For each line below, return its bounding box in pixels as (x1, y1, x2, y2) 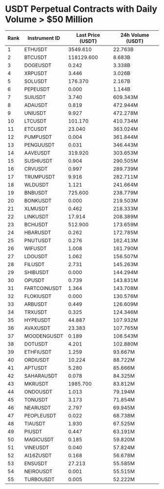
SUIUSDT (24, 94, 46, 100)
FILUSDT (24, 261, 45, 268)
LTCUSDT (24, 118, 47, 124)
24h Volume (120, 31, 150, 38)
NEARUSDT (24, 404, 51, 411)
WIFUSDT (24, 245, 47, 252)
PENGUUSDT (24, 141, 55, 148)
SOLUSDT (24, 77, 48, 84)
